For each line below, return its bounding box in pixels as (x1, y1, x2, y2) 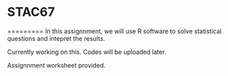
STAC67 (7, 4, 56, 20)
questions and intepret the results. (7, 34, 106, 42)
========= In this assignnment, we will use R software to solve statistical (7, 27, 222, 35)
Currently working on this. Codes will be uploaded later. (7, 48, 167, 56)
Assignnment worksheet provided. (7, 61, 106, 69)
